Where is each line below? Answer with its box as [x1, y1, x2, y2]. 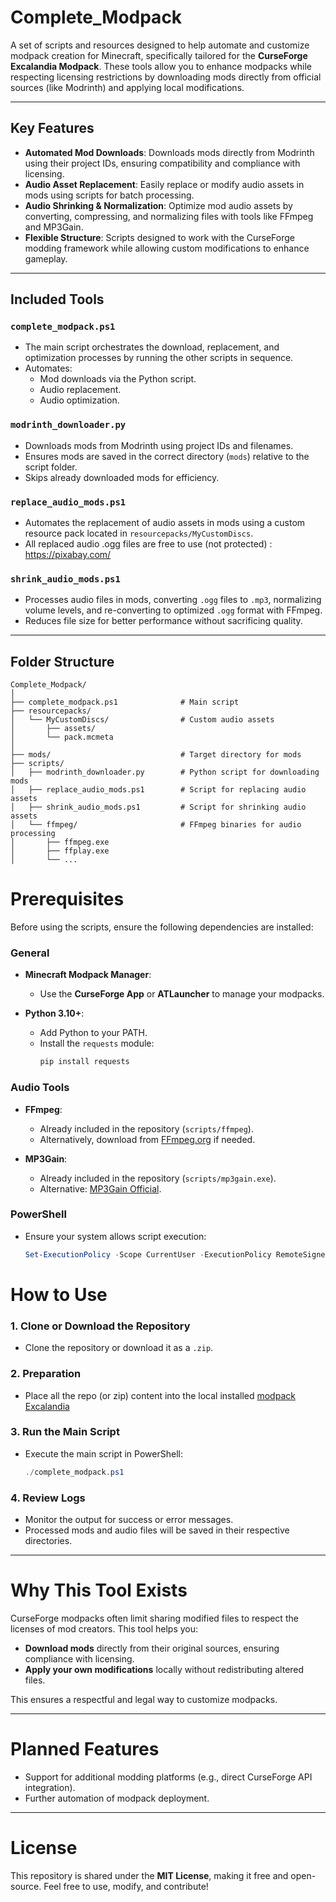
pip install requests [39, 1057, 130, 1067]
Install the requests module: [39, 1037, 155, 1050]
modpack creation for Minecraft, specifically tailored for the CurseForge [10, 49, 308, 61]
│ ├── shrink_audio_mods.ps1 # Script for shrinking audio [10, 802, 307, 813]
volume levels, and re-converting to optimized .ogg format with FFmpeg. [24, 604, 323, 616]
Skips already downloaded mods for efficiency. [24, 471, 220, 483]
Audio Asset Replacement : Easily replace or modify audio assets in [24, 178, 305, 190]
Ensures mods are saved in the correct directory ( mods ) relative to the [24, 450, 310, 462]
